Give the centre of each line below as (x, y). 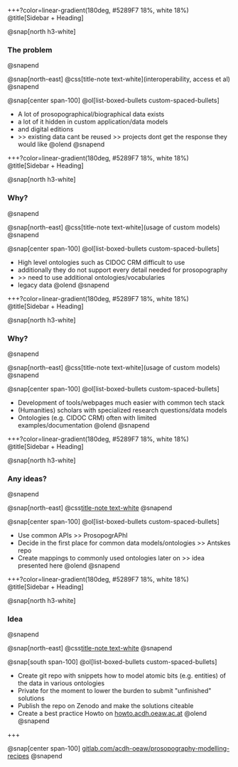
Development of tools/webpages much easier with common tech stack (121, 402)
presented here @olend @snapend (69, 566)
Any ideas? (27, 479)
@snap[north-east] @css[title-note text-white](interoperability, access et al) (119, 79)
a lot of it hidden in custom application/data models (93, 122)
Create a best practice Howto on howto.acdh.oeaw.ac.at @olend (112, 714)
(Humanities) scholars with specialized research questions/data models (122, 410)
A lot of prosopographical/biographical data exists (91, 114)
